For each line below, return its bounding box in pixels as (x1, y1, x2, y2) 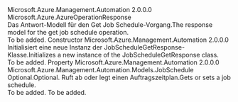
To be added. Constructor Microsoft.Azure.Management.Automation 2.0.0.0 (7, 35, 229, 44)
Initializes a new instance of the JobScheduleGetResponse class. (28, 51, 219, 59)
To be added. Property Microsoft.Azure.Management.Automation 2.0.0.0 (7, 58, 220, 67)
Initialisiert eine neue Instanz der (7, 43, 103, 51)
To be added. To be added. (7, 89, 87, 96)
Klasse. (7, 51, 29, 59)
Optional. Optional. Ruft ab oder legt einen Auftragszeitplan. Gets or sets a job (7, 73, 231, 81)
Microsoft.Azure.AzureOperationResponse (7, 13, 131, 21)
